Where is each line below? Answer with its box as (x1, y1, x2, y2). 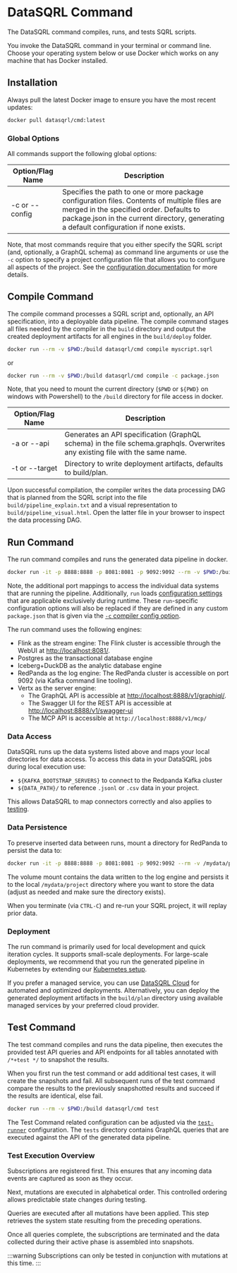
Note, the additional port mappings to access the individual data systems (7, 582, 219, 590)
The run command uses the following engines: (7, 626, 142, 634)
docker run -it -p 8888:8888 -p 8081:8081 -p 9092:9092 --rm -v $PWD (7, 569, 217, 576)
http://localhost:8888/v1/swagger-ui (28, 707, 133, 715)
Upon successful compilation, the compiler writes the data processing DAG (7, 486, 226, 494)
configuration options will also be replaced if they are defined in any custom (7, 604, 229, 613)
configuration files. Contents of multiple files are (62, 196, 222, 205)
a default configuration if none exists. (62, 222, 186, 232)
